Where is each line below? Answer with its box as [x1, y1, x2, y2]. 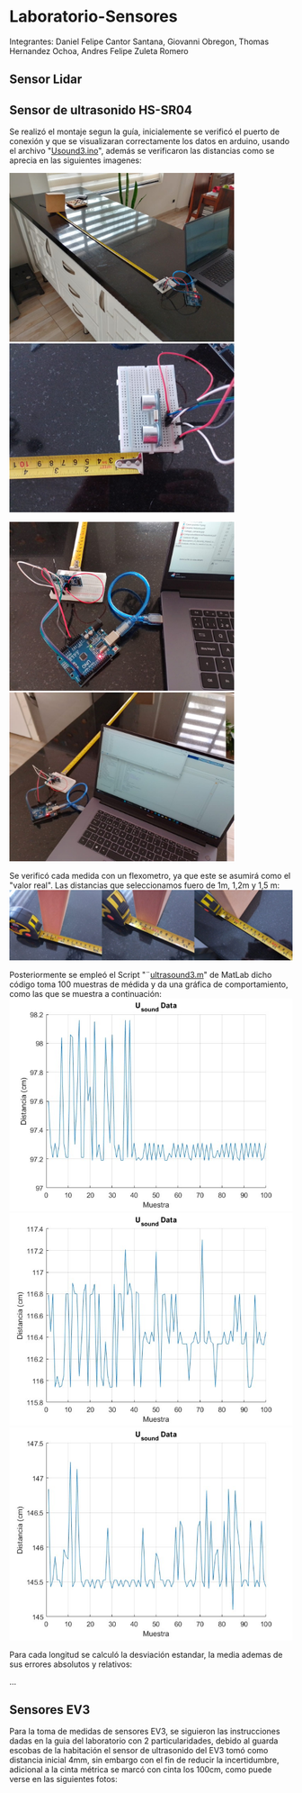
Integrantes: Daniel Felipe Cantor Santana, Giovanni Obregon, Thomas [9, 36, 270, 47]
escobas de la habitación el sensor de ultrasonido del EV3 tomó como [9, 1745, 269, 1756]
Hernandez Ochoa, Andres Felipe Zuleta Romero [9, 45, 189, 56]
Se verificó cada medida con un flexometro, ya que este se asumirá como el [9, 871, 291, 882]
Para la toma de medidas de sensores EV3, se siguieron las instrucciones [9, 1726, 280, 1737]
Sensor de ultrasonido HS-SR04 [9, 102, 193, 118]
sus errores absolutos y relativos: [9, 1659, 133, 1670]
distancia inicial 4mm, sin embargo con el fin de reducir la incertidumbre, [9, 1754, 280, 1766]
